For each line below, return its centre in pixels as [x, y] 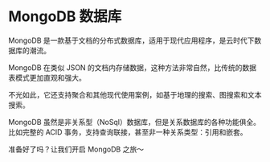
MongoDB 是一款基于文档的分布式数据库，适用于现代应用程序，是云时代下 [131, 40]
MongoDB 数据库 [65, 17]
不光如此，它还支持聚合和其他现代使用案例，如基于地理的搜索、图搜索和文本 [135, 94]
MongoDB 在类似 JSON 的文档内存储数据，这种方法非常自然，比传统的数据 [133, 67]
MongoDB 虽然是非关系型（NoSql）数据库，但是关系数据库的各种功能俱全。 [135, 122]
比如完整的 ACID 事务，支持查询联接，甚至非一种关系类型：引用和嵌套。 [128, 132]
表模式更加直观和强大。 [47, 77]
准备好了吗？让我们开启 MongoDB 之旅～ [76, 149]
